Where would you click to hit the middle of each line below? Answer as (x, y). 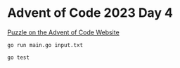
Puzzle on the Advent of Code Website (63, 32)
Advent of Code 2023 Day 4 (90, 13)
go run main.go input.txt (45, 45)
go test (19, 57)
